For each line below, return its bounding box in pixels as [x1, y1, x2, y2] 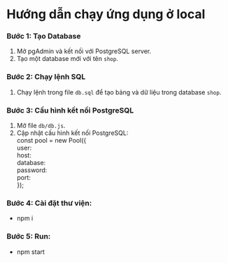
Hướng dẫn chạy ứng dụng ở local [6, 6, 206, 22]
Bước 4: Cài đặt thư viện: [6, 199, 92, 208]
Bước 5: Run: [6, 232, 51, 241]
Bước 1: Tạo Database [6, 31, 81, 41]
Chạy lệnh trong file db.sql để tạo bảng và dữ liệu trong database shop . [16, 87, 222, 97]
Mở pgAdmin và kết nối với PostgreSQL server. [16, 47, 152, 55]
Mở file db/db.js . [16, 122, 66, 130]
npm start [16, 248, 45, 256]
